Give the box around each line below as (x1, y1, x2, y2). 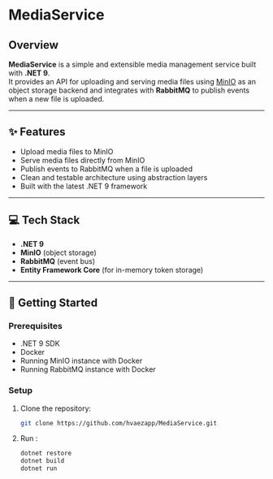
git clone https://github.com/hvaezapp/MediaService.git (19, 419, 218, 427)
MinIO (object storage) (19, 248, 97, 257)
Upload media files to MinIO (19, 146, 114, 156)
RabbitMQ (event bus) (19, 256, 96, 265)
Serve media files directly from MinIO (19, 155, 145, 165)
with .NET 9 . (8, 68, 50, 78)
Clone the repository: (19, 403, 92, 413)
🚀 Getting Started (8, 296, 98, 310)
